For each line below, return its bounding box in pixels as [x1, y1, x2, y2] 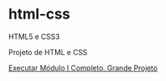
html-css [8, 5, 70, 23]
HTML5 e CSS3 [8, 32, 61, 41]
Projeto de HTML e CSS [8, 47, 87, 57]
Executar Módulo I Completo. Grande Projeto [8, 62, 158, 73]
